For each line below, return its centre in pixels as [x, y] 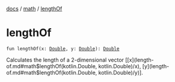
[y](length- [156, 66]
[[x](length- [140, 60]
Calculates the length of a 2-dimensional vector [65, 60]
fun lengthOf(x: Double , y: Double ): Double [63, 48]
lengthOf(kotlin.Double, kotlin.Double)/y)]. [91, 72]
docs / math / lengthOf [34, 9]
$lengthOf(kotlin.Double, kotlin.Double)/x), [88, 66]
